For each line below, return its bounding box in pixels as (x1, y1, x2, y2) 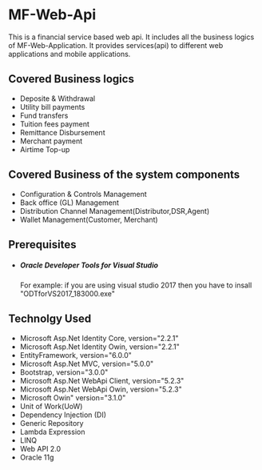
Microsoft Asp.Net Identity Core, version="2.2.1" (19, 333, 179, 343)
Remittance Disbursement (19, 127, 105, 137)
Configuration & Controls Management (19, 189, 148, 199)
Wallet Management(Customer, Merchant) (19, 215, 158, 224)
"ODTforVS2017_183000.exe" (19, 288, 116, 298)
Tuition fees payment (19, 119, 89, 129)
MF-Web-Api (8, 6, 97, 24)
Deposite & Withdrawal (19, 94, 96, 103)
